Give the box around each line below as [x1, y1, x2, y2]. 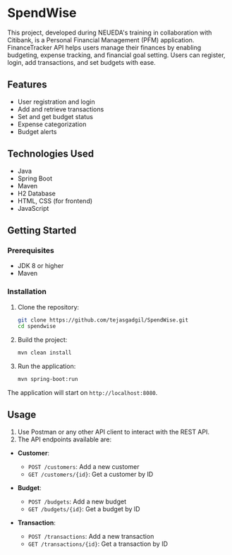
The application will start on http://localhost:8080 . [7, 389, 158, 397]
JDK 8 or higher [17, 262, 64, 270]
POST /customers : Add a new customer [28, 462, 140, 470]
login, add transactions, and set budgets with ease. [7, 58, 157, 66]
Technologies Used [7, 148, 94, 160]
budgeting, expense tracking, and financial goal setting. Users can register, [7, 51, 226, 59]
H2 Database [17, 189, 56, 197]
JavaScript [17, 204, 49, 212]
